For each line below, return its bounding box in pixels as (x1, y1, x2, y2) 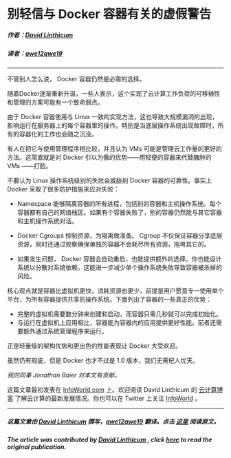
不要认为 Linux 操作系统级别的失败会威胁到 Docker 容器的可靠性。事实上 (7, 176, 212, 185)
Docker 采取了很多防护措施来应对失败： (7, 185, 120, 193)
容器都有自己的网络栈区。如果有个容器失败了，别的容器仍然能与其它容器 (16, 208, 222, 216)
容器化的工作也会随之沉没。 (19, 129, 98, 138)
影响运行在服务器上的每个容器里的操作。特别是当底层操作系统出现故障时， (7, 121, 218, 129)
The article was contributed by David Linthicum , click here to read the (7, 435, 213, 444)
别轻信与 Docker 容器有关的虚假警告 (7, 6, 212, 22)
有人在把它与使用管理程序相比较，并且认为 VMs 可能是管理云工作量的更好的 (7, 144, 222, 152)
